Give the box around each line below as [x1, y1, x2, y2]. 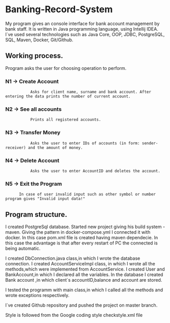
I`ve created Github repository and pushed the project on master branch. [5, 302, 158, 308]
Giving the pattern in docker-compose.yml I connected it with [21, 229, 151, 235]
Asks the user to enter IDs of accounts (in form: [30, 140, 140, 146]
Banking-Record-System [5, 4, 113, 15]
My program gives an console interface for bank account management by [5, 20, 160, 27]
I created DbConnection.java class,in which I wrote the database [5, 255, 140, 261]
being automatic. [5, 245, 41, 252]
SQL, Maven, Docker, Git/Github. [5, 37, 74, 43]
